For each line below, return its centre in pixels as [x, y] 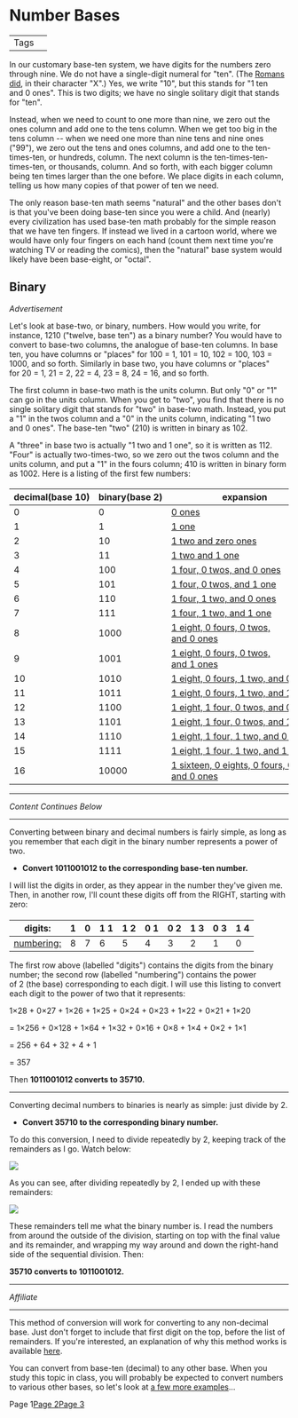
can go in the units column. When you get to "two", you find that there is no [147, 400]
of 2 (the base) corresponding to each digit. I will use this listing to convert [145, 984]
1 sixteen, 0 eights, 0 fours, [228, 765]
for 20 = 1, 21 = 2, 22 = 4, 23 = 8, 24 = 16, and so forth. [110, 373]
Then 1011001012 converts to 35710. [77, 1079]
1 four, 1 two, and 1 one [222, 614]
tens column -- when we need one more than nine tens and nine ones [137, 138]
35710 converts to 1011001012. [67, 1271]
